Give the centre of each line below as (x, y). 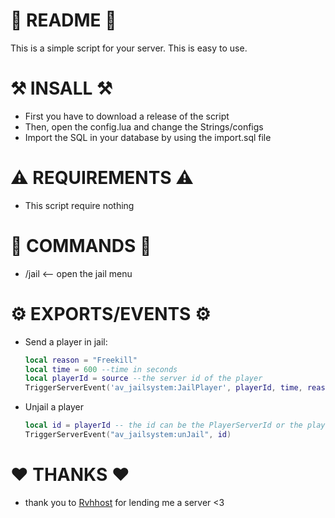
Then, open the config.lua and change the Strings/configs (144, 126)
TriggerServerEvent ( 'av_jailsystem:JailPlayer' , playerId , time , (163, 388)
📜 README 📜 (63, 20)
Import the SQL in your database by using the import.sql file (148, 137)
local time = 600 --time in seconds (101, 369)
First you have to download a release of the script (127, 116)
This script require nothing (79, 205)
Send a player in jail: (66, 341)
